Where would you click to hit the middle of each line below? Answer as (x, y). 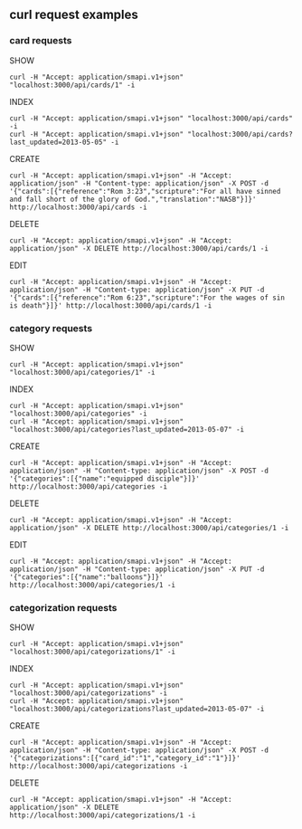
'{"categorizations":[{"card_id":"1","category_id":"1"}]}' (125, 758)
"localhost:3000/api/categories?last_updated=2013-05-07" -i (127, 429)
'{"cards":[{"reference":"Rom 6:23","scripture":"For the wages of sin (147, 298)
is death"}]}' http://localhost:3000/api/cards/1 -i (111, 305)
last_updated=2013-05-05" (58, 142)
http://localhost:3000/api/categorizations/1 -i (103, 815)
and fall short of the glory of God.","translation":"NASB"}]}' (133, 199)
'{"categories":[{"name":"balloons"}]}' (87, 577)
